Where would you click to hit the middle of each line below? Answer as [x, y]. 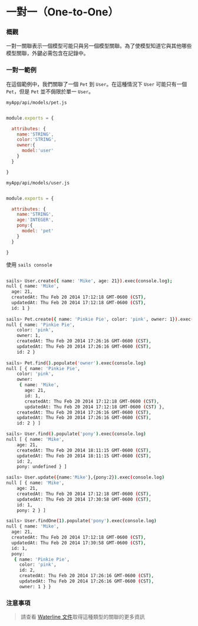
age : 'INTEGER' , [35, 220]
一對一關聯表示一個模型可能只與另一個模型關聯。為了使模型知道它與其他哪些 [99, 46]
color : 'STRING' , [37, 140]
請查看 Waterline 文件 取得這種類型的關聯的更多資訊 [82, 617]
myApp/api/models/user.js [38, 183]
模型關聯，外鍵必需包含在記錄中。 [47, 53]
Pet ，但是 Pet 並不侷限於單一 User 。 [50, 91]
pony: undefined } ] [42, 467]
